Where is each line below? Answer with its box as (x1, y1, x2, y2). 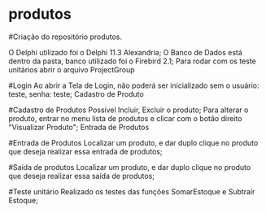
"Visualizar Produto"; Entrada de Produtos (8, 122, 150, 132)
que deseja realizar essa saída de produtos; (8, 171, 155, 180)
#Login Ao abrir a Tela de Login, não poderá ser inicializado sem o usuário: (8, 80, 259, 90)
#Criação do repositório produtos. (8, 32, 123, 41)
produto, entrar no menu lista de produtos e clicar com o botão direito (8, 113, 242, 123)
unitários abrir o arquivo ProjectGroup (8, 64, 136, 74)
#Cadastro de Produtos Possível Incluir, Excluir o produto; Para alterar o (8, 105, 249, 115)
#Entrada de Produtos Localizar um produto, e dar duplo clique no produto (8, 137, 259, 147)
